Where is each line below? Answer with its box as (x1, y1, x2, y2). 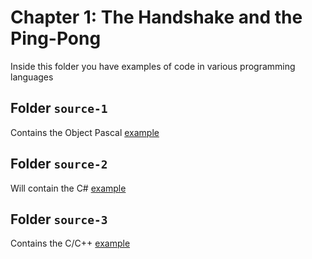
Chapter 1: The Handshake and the (10, 6, 303, 29)
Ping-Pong (10, 27, 102, 50)
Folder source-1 (10, 100, 108, 117)
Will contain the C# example (10, 182, 127, 194)
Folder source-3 (10, 211, 108, 228)
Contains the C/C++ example (10, 237, 131, 250)
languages (10, 71, 54, 83)
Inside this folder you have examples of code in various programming (10, 60, 296, 72)
